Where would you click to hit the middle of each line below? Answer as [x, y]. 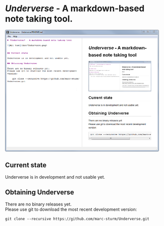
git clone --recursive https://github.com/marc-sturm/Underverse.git [77, 219]
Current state [26, 165]
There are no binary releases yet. [38, 204]
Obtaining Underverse [40, 193]
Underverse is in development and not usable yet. [55, 177]
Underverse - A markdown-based [75, 9]
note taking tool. [39, 19]
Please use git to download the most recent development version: [71, 209]
